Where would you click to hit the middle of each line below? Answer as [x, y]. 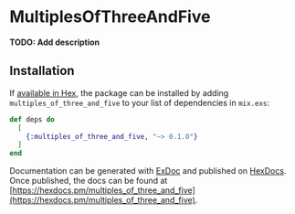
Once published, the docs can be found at [89, 181]
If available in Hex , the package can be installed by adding [119, 92]
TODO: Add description [55, 42]
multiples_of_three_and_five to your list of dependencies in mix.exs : [140, 102]
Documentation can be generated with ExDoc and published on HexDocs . [148, 171]
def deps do [32, 119]
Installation [42, 71]
